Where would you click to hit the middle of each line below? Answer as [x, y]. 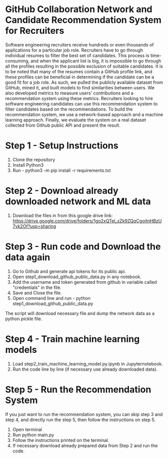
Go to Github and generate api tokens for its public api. [69, 271]
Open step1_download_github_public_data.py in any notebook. [77, 277]
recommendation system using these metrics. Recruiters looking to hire [79, 98]
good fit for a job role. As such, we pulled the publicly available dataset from [84, 82]
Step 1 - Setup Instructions [62, 146]
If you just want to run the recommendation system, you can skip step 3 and [84, 414]
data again [28, 257]
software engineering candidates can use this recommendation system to [81, 104]
